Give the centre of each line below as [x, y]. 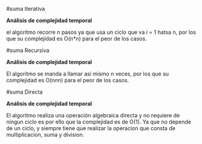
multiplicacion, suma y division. [45, 135]
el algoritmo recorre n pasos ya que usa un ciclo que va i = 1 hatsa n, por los [101, 32]
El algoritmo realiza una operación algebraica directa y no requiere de [93, 115]
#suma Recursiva [28, 50]
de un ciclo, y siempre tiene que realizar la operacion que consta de [91, 128]
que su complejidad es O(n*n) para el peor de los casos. [77, 38]
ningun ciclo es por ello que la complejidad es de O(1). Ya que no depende [99, 122]
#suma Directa [24, 92]
